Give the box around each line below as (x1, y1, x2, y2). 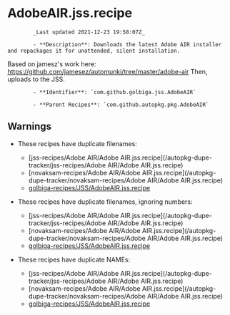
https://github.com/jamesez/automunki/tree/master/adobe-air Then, (7, 67, 208, 76)
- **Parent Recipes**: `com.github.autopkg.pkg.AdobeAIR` (33, 101, 209, 108)
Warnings (7, 120, 52, 133)
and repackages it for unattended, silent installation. (7, 47, 181, 54)
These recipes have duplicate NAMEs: (17, 255, 131, 264)
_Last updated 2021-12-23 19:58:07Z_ (33, 29, 145, 36)
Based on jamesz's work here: (7, 59, 96, 68)
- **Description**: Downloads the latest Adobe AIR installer (33, 41, 222, 48)
